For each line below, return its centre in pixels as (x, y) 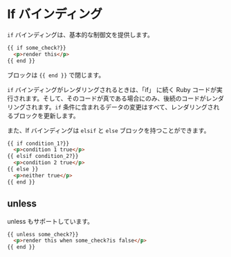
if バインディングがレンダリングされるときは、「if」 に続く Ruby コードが (112, 89)
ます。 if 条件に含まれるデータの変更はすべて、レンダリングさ (125, 107)
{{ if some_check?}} (37, 48)
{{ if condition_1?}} (38, 143)
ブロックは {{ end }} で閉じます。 (56, 75)
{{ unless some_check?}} (43, 234)
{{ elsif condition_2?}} (43, 157)
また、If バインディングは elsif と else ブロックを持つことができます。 (109, 130)
